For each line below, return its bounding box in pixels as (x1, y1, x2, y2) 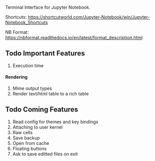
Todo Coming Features (5, 105, 78, 114)
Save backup (12, 135, 40, 141)
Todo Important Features (5, 49, 85, 58)
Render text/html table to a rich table (12, 91, 89, 97)
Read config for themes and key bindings (12, 119, 98, 125)
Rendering (5, 74, 28, 80)
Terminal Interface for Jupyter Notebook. (5, 5, 91, 10)
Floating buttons (12, 145, 47, 151)
